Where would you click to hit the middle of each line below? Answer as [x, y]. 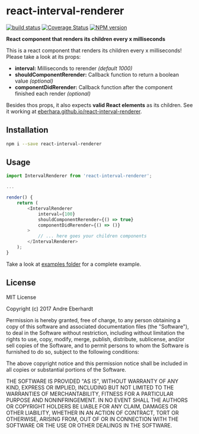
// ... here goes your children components [92, 236]
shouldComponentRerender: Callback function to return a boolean [97, 74]
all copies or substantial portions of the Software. [66, 369]
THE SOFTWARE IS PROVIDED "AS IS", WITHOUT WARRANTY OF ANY [92, 381]
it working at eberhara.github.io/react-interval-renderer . [74, 111]
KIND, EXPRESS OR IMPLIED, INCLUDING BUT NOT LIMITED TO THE [90, 387]
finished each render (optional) [52, 93]
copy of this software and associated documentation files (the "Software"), [98, 326]
